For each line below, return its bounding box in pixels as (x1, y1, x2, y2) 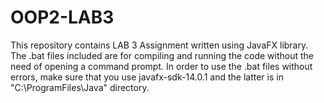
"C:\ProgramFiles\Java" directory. (10, 81, 150, 93)
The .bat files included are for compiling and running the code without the (10, 49, 314, 61)
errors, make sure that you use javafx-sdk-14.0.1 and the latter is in (10, 71, 284, 83)
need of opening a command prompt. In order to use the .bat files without (10, 60, 313, 72)
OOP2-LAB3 (10, 6, 115, 29)
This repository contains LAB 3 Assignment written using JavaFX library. (10, 39, 309, 51)
